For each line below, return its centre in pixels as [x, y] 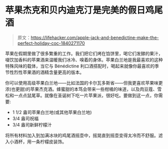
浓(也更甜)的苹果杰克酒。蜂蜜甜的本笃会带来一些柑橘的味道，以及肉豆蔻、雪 [83, 89]
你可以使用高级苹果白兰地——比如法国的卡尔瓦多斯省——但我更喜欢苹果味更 [84, 82]
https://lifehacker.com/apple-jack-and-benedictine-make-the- [95, 37]
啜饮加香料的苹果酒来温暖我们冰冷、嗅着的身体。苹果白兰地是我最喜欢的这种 [84, 59]
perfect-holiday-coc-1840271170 [51, 43]
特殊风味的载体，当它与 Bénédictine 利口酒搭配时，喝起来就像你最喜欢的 [80, 66]
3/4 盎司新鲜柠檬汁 [32, 124]
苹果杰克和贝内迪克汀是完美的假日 [75, 10]
